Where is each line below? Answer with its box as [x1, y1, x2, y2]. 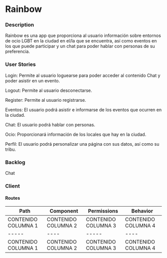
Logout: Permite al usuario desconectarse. [5, 87, 92, 93]
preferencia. [5, 48, 30, 54]
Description [5, 21, 34, 28]
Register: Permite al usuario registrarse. [5, 97, 86, 103]
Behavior [131, 208, 153, 215]
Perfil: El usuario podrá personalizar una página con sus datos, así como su [5, 141, 160, 147]
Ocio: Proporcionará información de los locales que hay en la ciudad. [5, 131, 147, 137]
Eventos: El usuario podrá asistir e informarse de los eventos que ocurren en [5, 106, 162, 113]
